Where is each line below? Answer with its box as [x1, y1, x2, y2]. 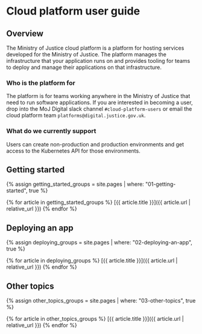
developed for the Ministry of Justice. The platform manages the [6, 51, 167, 58]
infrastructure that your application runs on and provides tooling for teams [6, 57, 191, 64]
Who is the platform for [6, 79, 75, 87]
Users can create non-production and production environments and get [6, 140, 185, 148]
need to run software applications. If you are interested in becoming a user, [6, 99, 193, 106]
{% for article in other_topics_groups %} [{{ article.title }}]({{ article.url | [6, 315, 184, 323]
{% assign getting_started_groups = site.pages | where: [6, 180, 145, 188]
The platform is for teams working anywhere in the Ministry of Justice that [6, 93, 191, 100]
